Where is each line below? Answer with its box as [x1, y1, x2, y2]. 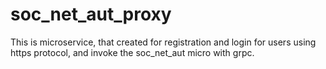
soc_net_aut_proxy [10, 3, 172, 26]
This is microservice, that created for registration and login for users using [10, 36, 317, 48]
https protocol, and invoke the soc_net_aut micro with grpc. [10, 46, 255, 58]
